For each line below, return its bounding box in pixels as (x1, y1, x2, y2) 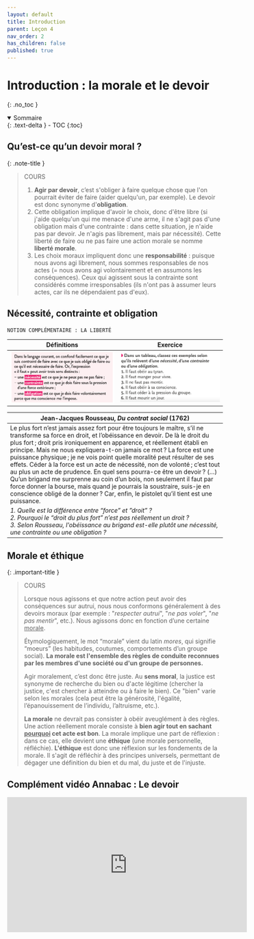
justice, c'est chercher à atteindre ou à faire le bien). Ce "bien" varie (23, 687, 216, 695)
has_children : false (7, 40, 66, 47)
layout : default (7, 11, 53, 18)
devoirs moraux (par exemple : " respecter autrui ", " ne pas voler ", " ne (23, 610, 219, 618)
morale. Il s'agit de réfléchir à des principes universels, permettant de (23, 752, 220, 760)
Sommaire (13, 113, 42, 121)
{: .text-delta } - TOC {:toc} (7, 121, 84, 129)
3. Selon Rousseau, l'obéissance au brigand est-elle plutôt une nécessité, (10, 521, 218, 529)
